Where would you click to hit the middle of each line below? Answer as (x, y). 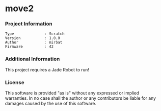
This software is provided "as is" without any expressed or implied (72, 93)
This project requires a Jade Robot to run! (47, 69)
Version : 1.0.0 (33, 38)
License (15, 82)
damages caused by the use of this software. (51, 104)
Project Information (29, 24)
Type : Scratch (35, 34)
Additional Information (33, 59)
